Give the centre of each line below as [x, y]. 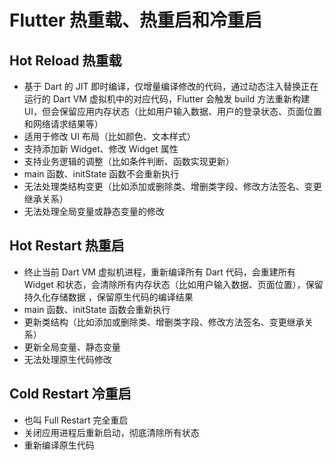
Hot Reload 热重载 [65, 60]
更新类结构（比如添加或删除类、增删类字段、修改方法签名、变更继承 [164, 322]
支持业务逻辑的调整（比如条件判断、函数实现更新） [129, 161]
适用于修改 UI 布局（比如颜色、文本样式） [109, 136]
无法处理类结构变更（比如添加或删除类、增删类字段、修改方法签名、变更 [172, 186]
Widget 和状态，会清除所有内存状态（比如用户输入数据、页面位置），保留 [173, 284]
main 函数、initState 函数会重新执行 [97, 309]
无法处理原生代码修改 [67, 359]
